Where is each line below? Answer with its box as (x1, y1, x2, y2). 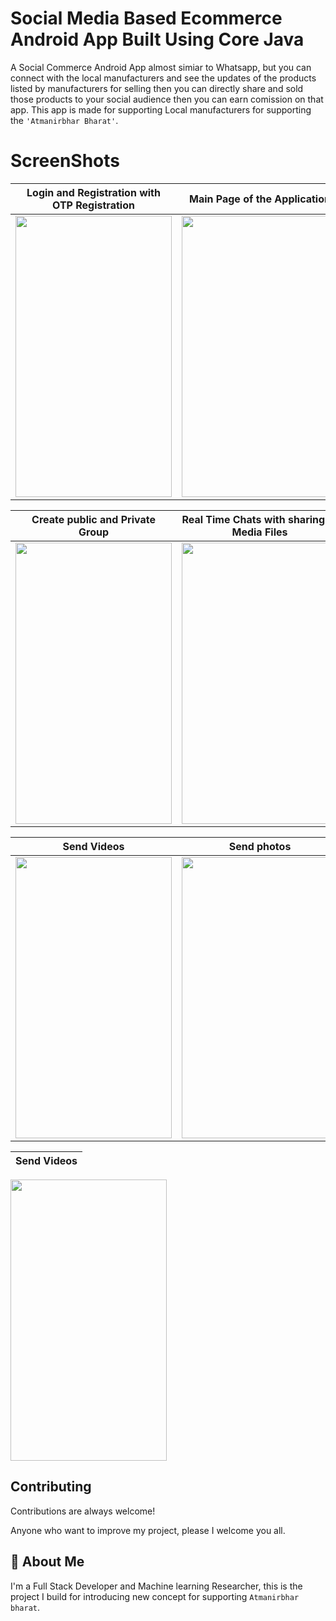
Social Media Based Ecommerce (10, 7, 283, 30)
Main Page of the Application (189, 192, 331, 206)
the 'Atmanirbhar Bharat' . (10, 114, 119, 126)
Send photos (228, 839, 292, 853)
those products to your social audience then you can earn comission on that (10, 93, 324, 105)
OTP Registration (52, 198, 135, 212)
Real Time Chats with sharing (181, 512, 326, 526)
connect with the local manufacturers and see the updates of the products (10, 72, 317, 84)
